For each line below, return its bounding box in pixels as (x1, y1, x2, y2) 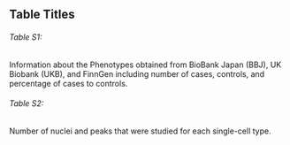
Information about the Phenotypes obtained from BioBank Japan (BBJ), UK (9, 59, 282, 70)
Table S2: (9, 98, 44, 109)
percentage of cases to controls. (9, 78, 128, 88)
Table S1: (9, 31, 42, 42)
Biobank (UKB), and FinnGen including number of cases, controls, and (9, 68, 265, 79)
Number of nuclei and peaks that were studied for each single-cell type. (9, 126, 271, 136)
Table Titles (9, 7, 75, 22)
